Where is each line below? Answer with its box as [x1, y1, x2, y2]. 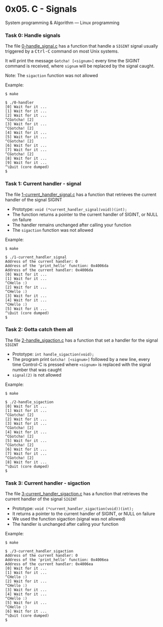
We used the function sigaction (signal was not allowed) [12, 516, 126, 522]
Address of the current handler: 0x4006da [5, 268, 93, 273]
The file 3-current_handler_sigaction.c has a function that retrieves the [5, 491, 148, 497]
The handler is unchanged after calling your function [12, 521, 119, 527]
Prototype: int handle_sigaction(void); [12, 351, 94, 357]
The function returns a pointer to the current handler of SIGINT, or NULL [12, 211, 159, 217]
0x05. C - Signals [5, 3, 77, 15]
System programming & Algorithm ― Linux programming [5, 20, 120, 26]
